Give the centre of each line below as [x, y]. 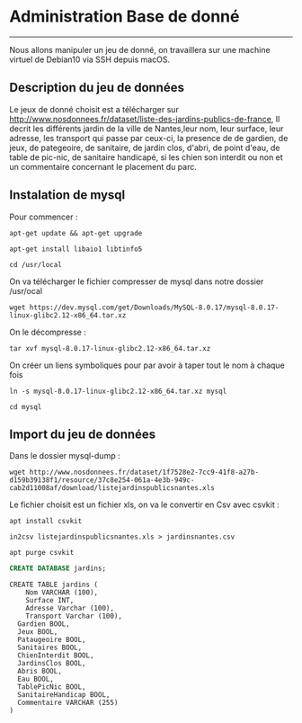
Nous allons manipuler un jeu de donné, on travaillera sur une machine [140, 49]
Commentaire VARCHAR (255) [68, 703]
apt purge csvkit [42, 553]
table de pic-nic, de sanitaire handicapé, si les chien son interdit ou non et [146, 157]
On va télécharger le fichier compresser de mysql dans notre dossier [137, 281]
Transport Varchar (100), [74, 616]
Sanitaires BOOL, [50, 648]
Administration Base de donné [124, 17]
